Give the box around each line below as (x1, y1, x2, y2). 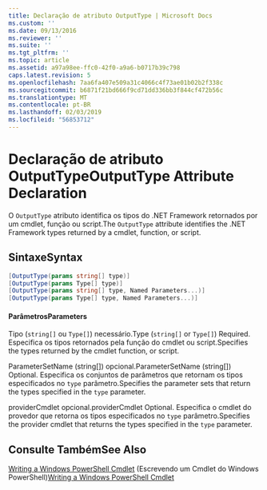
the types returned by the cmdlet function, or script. (8, 346, 180, 356)
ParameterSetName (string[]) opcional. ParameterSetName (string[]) (8, 361, 232, 372)
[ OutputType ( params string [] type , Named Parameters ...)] (8, 287, 205, 295)
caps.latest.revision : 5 (8, 71, 91, 79)
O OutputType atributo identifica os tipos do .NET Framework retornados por (8, 210, 258, 220)
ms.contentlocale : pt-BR (8, 101, 91, 109)
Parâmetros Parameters (8, 311, 88, 321)
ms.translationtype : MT (8, 94, 88, 102)
